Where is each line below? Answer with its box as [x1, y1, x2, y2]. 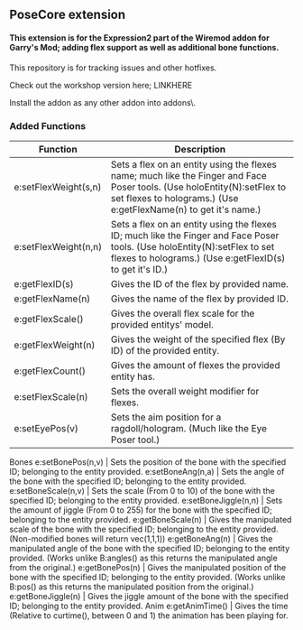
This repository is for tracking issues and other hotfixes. [9, 62, 217, 73]
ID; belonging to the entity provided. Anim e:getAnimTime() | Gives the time [9, 600, 289, 611]
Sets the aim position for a [111, 411, 222, 423]
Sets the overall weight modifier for [111, 384, 260, 397]
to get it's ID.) [111, 263, 169, 275]
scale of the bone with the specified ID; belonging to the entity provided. [9, 523, 279, 534]
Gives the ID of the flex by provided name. [111, 277, 289, 290]
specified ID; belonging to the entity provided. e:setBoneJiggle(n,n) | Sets [9, 495, 283, 505]
